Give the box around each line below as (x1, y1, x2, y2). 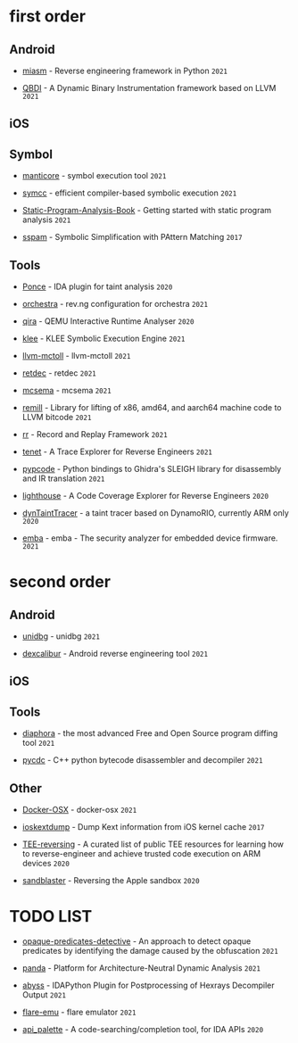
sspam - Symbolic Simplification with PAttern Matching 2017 (21, 232, 243, 243)
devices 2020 (21, 858, 70, 869)
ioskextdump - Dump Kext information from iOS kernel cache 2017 (21, 822, 265, 832)
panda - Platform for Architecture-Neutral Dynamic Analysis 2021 (21, 962, 261, 973)
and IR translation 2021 (21, 473, 105, 484)
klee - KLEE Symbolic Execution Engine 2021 (21, 333, 186, 344)
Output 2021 (21, 989, 67, 1000)
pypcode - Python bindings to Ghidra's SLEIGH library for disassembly (21, 464, 282, 475)
